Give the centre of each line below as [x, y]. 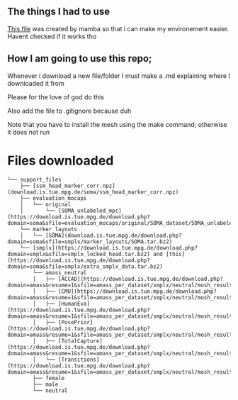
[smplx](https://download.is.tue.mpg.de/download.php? [115, 248]
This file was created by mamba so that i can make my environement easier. [118, 28]
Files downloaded [61, 161]
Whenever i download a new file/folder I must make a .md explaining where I [119, 76]
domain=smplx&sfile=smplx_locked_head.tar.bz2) [79, 254]
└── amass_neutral [60, 272]
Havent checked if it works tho [52, 36]
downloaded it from [36, 83]
